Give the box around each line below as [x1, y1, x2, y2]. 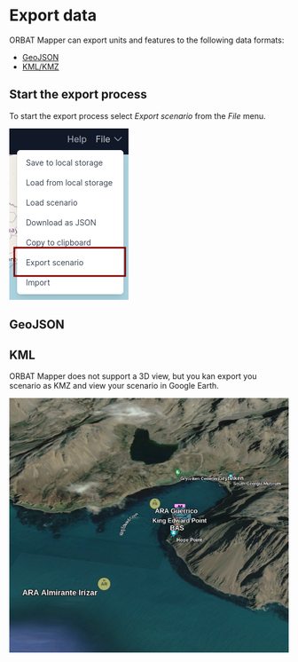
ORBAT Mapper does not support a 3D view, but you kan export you [9, 370, 257, 382]
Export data [9, 5, 98, 26]
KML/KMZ [21, 61, 59, 72]
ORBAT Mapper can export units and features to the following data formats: [9, 35, 285, 45]
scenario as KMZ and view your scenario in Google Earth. [9, 380, 219, 390]
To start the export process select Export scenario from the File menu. [9, 110, 266, 121]
